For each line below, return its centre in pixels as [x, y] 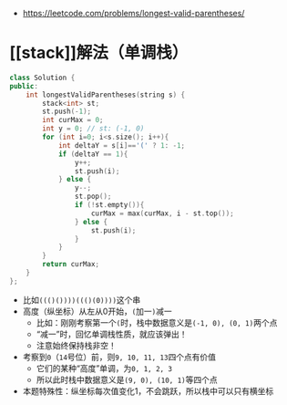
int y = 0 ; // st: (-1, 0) [93, 129]
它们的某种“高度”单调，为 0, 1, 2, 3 [104, 368]
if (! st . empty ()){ [109, 205]
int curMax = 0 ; [73, 120]
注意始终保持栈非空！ [76, 345]
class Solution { [42, 78]
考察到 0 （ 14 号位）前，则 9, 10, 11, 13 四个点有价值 [119, 357]
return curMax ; [71, 265]
